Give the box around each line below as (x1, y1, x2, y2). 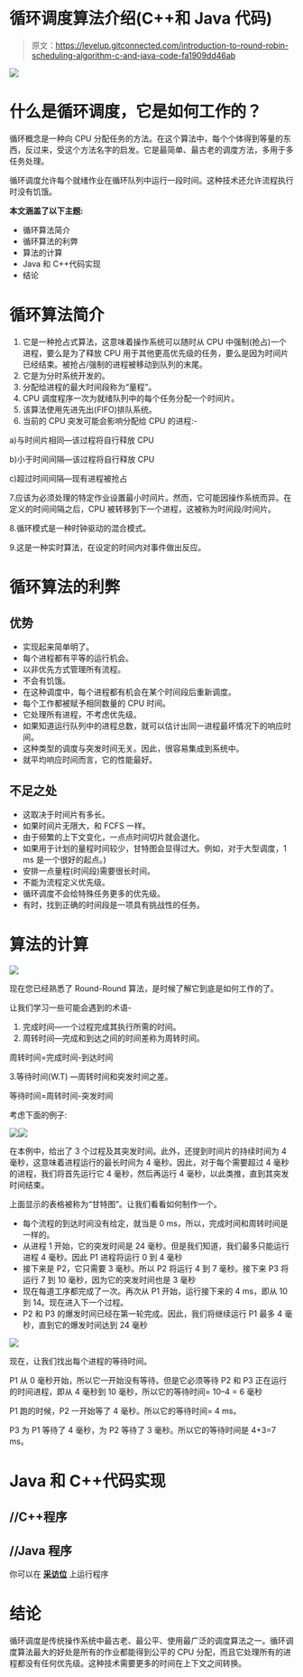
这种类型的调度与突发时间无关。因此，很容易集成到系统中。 (22, 743, 244, 754)
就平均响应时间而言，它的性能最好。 (22, 754, 158, 764)
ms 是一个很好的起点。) (22, 854, 106, 865)
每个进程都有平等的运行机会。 (22, 652, 133, 663)
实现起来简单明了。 (22, 641, 95, 651)
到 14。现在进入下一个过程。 (22, 1297, 129, 1307)
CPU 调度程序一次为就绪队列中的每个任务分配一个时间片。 (22, 392, 240, 403)
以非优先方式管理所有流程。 (22, 663, 126, 674)
